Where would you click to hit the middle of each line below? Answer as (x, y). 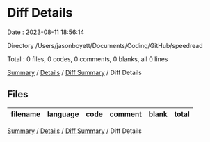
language (63, 114)
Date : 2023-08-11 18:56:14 (46, 32)
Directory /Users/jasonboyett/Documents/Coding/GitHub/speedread (105, 45)
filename (26, 114)
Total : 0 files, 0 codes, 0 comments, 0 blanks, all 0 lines (88, 59)
